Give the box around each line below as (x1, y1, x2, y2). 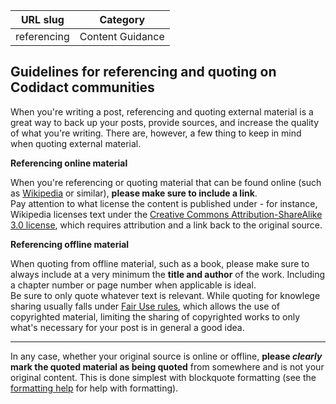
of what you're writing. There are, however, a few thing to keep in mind (10, 127, 302, 139)
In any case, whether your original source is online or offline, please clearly (10, 350, 323, 362)
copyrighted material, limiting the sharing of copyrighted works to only (10, 310, 301, 323)
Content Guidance (79, 30, 165, 43)
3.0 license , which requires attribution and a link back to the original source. (10, 219, 323, 231)
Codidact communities (10, 79, 155, 96)
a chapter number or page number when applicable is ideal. (10, 279, 257, 291)
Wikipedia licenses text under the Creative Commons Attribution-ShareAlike (10, 208, 323, 220)
